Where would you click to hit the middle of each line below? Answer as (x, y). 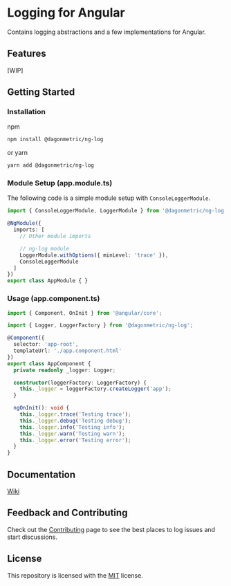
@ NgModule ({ (24, 223)
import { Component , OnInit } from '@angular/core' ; (85, 313)
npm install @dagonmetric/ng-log (55, 140)
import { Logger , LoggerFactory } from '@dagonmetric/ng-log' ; (100, 326)
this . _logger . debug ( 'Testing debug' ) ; (75, 421)
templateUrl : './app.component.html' (68, 351)
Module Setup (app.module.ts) (60, 183)
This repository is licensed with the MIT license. (75, 575)
